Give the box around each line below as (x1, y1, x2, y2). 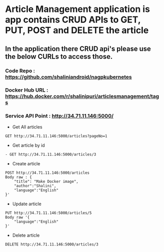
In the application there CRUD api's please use (5, 44, 151, 53)
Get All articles (12, 124, 43, 130)
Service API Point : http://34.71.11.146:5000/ (5, 113, 114, 120)
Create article (12, 160, 41, 166)
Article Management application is (5, 3, 150, 15)
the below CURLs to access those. (5, 52, 113, 61)
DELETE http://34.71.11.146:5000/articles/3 (5, 242, 99, 247)
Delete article (12, 232, 40, 238)
